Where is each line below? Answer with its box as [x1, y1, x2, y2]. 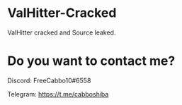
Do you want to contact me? [7, 53, 176, 69]
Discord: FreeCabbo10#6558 [7, 76, 91, 85]
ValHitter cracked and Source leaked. [7, 28, 116, 37]
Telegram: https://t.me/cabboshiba [7, 89, 109, 98]
